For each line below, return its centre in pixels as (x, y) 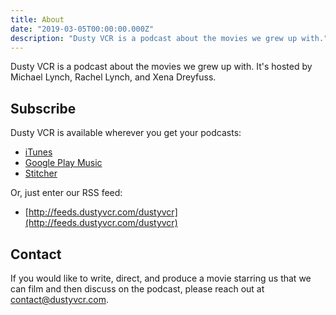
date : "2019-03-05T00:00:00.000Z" (82, 29)
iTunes (38, 152)
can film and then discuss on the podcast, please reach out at (137, 289)
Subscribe (43, 108)
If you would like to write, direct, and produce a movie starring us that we (161, 278)
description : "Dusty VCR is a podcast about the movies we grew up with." (169, 38)
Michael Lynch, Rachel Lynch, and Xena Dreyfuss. (113, 77)
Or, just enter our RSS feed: (66, 193)
